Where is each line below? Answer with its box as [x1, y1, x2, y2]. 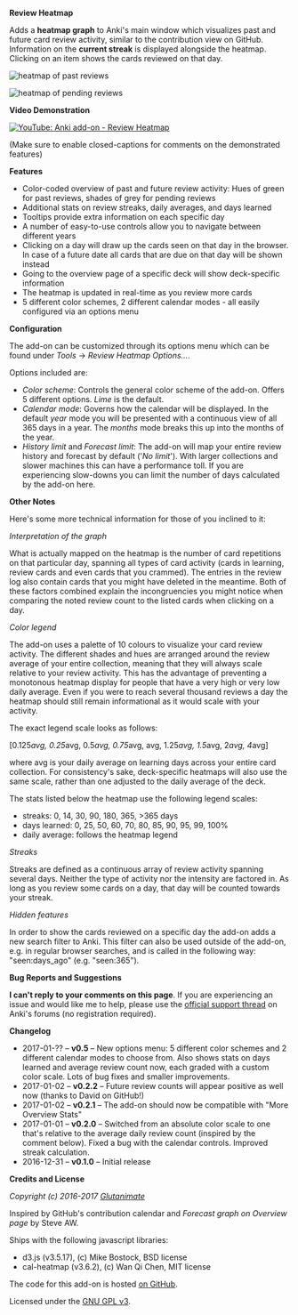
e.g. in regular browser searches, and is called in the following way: [9, 946, 256, 956]
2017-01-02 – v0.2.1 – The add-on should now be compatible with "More [21, 1100, 289, 1110]
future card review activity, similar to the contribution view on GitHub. [9, 35, 264, 44]
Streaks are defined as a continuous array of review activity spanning [9, 864, 264, 875]
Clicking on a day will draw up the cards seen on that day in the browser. [21, 240, 289, 250]
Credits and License [9, 1174, 85, 1184]
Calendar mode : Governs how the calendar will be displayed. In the [21, 404, 270, 414]
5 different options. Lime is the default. [21, 394, 165, 404]
